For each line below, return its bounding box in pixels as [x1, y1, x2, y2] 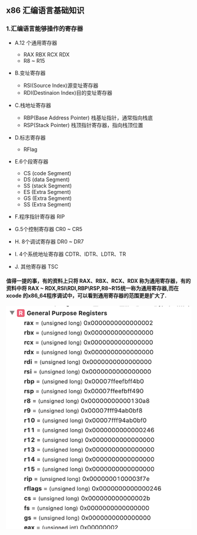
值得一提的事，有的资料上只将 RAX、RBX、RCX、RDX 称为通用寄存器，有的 [6, 277, 191, 285]
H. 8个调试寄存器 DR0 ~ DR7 [14, 238, 84, 245]
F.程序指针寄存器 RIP [14, 213, 65, 220]
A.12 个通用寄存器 [14, 39, 58, 46]
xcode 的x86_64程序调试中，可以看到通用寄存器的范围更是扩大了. [6, 292, 167, 299]
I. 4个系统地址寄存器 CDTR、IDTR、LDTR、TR [14, 250, 126, 258]
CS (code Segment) [23, 169, 72, 176]
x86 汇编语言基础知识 [6, 5, 85, 16]
